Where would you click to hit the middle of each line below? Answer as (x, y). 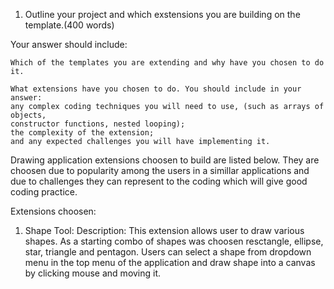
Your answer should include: (69, 44)
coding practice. (44, 192)
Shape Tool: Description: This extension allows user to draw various (164, 230)
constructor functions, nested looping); (98, 124)
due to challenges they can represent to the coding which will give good (159, 181)
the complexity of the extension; (82, 133)
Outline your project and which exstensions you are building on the (162, 14)
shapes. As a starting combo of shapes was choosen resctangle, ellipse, (174, 241)
